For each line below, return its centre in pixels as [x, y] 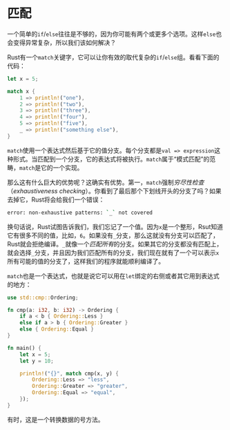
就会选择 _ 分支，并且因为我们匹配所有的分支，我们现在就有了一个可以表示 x [113, 253]
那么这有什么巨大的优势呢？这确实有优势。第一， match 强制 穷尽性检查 [106, 182]
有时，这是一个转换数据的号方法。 [56, 419]
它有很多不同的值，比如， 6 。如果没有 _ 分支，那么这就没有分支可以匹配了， [113, 235]
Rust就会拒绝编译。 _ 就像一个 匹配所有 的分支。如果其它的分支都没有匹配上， [115, 244]
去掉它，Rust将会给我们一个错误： [56, 199]
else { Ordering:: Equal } [57, 329]
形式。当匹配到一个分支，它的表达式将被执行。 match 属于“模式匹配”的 [111, 159]
